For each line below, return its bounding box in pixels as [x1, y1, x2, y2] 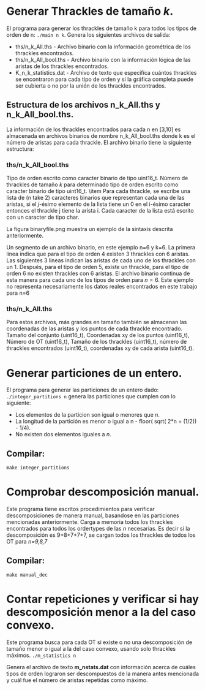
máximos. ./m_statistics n [6, 651, 76, 659]
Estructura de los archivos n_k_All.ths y [6, 100, 160, 110]
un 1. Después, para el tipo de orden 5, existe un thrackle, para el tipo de [6, 263, 189, 271]
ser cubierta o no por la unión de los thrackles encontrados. [15, 82, 166, 89]
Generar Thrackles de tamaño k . [6, 4, 174, 18]
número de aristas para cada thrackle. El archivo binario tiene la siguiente [6, 138, 192, 146]
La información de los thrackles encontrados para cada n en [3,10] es [6, 126, 181, 133]
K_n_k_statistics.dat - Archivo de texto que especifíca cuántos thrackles [15, 69, 197, 76]
